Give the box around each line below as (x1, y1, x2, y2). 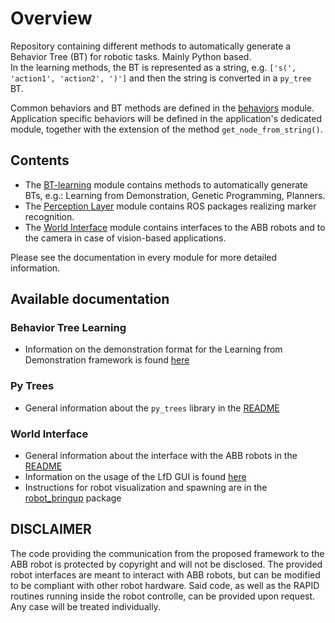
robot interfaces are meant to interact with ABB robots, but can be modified (10, 568, 321, 581)
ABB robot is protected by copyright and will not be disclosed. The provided (10, 558, 323, 570)
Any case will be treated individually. (10, 600, 161, 612)
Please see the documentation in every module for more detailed (10, 251, 278, 263)
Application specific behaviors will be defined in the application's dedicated (10, 112, 322, 124)
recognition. (24, 210, 75, 222)
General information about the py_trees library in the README (24, 402, 280, 414)
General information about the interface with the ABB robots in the (24, 450, 298, 462)
